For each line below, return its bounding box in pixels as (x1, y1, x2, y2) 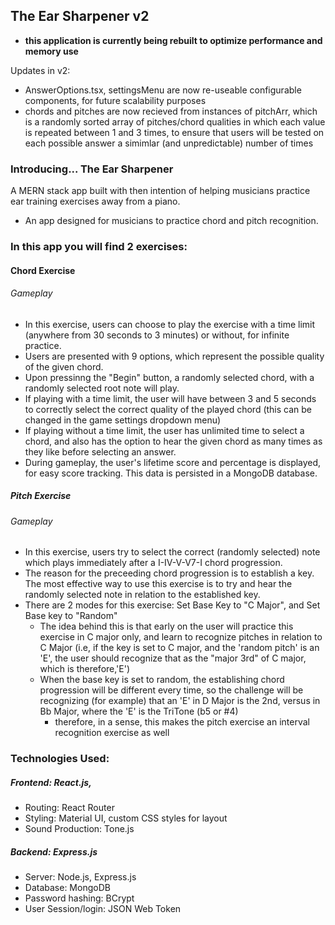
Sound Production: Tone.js (24, 823, 135, 835)
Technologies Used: (10, 752, 110, 766)
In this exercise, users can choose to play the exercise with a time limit (24, 318, 316, 330)
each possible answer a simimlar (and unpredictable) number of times (24, 137, 314, 149)
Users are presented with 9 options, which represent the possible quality (24, 350, 325, 362)
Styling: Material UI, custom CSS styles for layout (24, 812, 228, 824)
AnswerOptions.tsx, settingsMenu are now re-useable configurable (24, 84, 302, 96)
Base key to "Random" (24, 610, 118, 622)
